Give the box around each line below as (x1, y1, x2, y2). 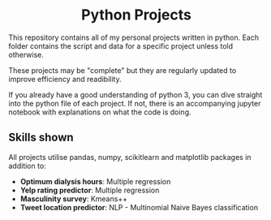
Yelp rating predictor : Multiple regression (19, 185, 160, 195)
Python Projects (80, 6, 192, 24)
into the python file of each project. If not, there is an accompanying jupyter (8, 98, 261, 108)
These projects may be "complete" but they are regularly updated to (8, 65, 237, 75)
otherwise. (8, 50, 45, 59)
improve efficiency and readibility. (8, 74, 122, 84)
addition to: (8, 161, 46, 170)
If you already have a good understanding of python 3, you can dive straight (8, 89, 263, 99)
